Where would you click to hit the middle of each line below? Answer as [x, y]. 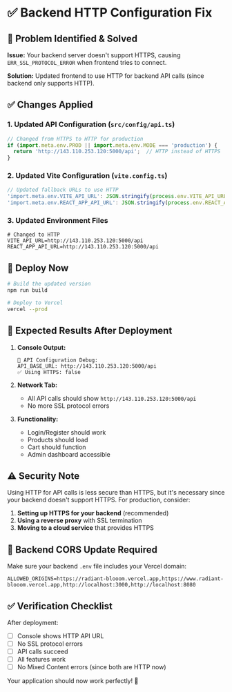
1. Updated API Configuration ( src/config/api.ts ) [91, 124]
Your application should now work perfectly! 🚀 [73, 681]
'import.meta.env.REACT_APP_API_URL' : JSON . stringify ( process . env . [106, 203]
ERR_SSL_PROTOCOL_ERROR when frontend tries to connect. [87, 62]
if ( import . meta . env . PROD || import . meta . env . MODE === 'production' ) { [113, 145]
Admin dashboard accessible [69, 454]
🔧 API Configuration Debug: [57, 360]
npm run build [28, 290]
